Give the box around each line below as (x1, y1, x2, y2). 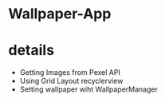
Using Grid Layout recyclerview (19, 76, 124, 86)
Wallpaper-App (8, 5, 112, 23)
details (8, 41, 54, 60)
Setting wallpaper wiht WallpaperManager (19, 84, 158, 94)
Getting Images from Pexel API (19, 68, 121, 77)
